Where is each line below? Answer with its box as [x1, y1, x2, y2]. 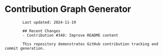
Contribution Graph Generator [4, 3, 131, 15]
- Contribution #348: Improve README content [22, 33, 119, 38]
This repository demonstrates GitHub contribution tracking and [22, 41, 159, 47]
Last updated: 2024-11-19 [22, 20, 77, 25]
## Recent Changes [22, 28, 61, 33]
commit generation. [4, 46, 45, 51]
